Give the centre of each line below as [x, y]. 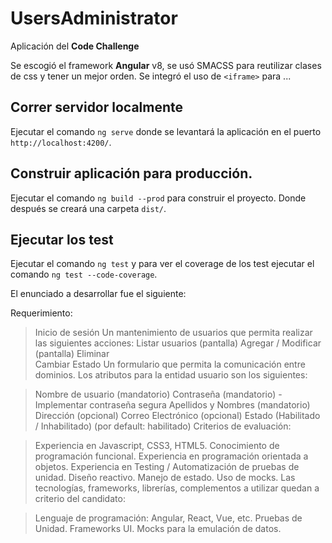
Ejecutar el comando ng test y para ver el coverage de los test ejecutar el [162, 264]
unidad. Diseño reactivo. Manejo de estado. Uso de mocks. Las [165, 478]
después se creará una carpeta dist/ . [88, 208]
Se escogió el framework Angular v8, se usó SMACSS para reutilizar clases [166, 65]
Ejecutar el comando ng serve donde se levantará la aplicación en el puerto [166, 131]
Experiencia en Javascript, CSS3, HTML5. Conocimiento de [157, 446]
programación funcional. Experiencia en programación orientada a [171, 456]
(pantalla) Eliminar [72, 354]
